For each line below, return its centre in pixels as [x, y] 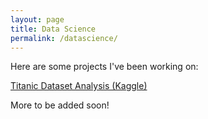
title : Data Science [53, 29]
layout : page [37, 19]
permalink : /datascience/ [64, 38]
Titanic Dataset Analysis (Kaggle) [79, 86]
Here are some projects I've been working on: [104, 67]
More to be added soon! [60, 105]
